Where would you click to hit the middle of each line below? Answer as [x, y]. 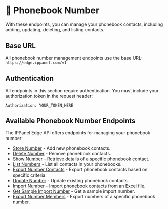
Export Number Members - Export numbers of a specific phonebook [84, 197]
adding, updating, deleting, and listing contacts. [55, 29]
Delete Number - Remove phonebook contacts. [62, 154]
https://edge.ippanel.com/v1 [36, 63]
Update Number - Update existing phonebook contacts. [71, 181]
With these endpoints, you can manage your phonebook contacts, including [84, 24]
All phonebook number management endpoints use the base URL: [74, 58]
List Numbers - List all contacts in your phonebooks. [67, 164]
